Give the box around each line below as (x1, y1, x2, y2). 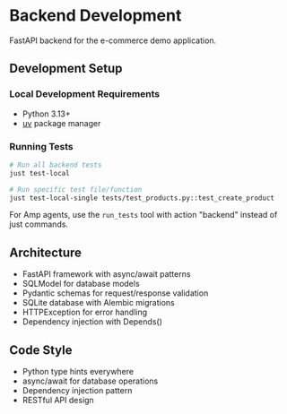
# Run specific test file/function (9, 185, 143, 194)
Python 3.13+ (22, 108, 72, 119)
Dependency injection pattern (22, 385, 133, 396)
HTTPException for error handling (22, 306, 148, 318)
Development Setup (9, 61, 123, 76)
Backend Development (9, 5, 182, 26)
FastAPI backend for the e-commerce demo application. (9, 35, 217, 46)
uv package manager (22, 117, 101, 128)
